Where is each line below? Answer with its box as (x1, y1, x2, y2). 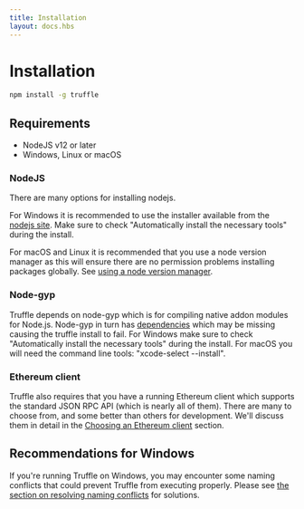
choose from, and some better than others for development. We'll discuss (9, 410, 284, 421)
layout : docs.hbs (9, 22, 75, 31)
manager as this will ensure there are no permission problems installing (9, 256, 275, 267)
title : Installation (9, 13, 88, 23)
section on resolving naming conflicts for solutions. (9, 489, 201, 500)
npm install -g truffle (9, 91, 100, 100)
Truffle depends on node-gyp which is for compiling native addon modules (9, 309, 289, 320)
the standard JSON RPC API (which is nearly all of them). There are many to (9, 400, 292, 412)
